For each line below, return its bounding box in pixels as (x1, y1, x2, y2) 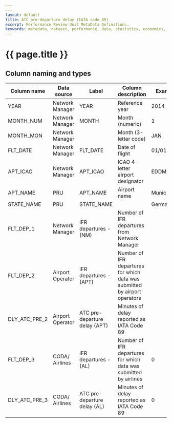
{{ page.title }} (5, 49, 69, 61)
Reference (117, 100, 143, 107)
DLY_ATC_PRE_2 (8, 316, 48, 323)
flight (117, 150, 131, 157)
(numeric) (117, 121, 142, 128)
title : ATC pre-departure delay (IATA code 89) (5, 17, 109, 22)
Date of (117, 144, 136, 151)
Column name (10, 88, 46, 95)
